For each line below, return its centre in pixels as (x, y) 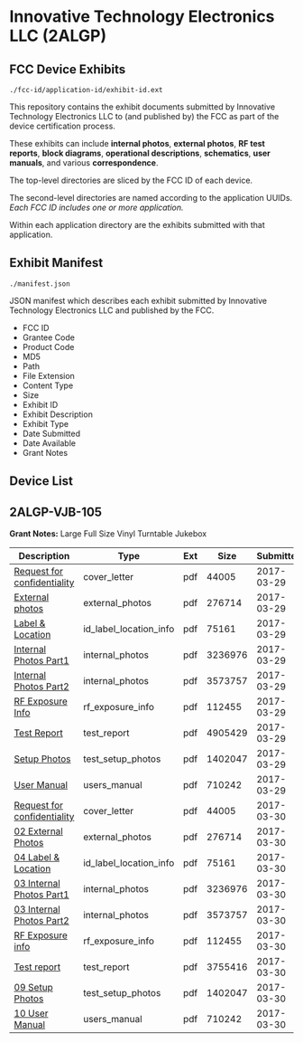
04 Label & (37, 858)
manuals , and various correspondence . (84, 163)
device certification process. (62, 126)
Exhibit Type (46, 423)
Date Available (49, 443)
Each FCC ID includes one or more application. (96, 207)
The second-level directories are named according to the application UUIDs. (151, 198)
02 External (38, 831)
